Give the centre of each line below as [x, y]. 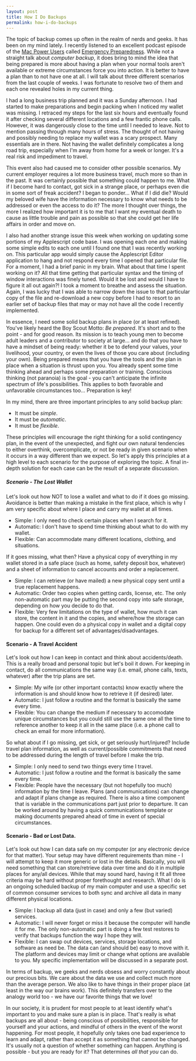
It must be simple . [36, 413]
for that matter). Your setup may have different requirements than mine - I [94, 855]
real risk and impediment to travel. [47, 157]
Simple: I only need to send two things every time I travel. [84, 766]
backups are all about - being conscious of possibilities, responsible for [92, 1020]
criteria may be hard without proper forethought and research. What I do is [96, 880]
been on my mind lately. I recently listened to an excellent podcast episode [96, 45]
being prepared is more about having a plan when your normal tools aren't [96, 64]
